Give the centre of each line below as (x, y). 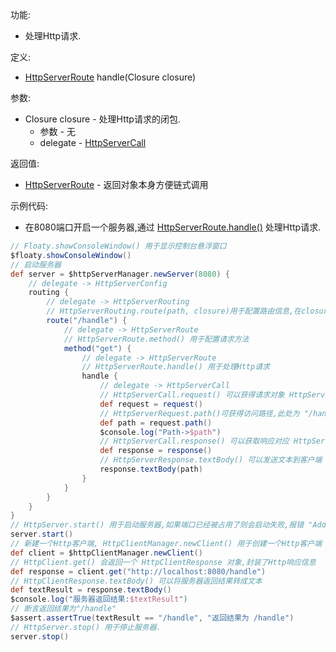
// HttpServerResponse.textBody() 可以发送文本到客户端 (211, 460)
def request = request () (151, 404)
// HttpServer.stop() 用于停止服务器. (86, 627)
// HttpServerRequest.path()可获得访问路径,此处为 (199, 413)
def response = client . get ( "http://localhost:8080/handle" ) (138, 571)
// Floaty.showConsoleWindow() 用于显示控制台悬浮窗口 (118, 246)
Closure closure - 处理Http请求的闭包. (102, 119)
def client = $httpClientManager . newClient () (106, 553)
